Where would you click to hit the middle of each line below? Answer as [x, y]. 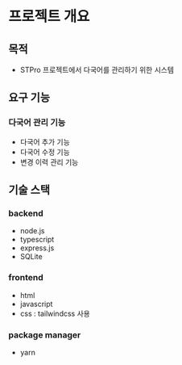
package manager [45, 334]
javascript [36, 304]
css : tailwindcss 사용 [55, 313]
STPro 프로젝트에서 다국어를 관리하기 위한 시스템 [97, 70]
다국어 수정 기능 [45, 152]
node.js [33, 231]
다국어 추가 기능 [45, 141]
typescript [37, 240]
